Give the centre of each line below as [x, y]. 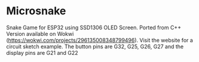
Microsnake [36, 11]
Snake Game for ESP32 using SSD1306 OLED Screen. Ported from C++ [94, 27]
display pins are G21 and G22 [42, 52]
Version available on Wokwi [40, 33]
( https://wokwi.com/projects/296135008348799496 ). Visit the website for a [99, 40]
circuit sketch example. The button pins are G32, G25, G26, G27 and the [95, 46]
